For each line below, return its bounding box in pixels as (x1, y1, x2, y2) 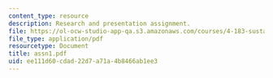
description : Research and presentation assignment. (8, 19, 191, 28)
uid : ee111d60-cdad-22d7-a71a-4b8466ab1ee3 (8, 58, 158, 66)
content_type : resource (8, 11, 89, 20)
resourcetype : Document (8, 42, 89, 50)
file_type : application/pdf (8, 34, 104, 43)
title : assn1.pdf (8, 50, 67, 58)
